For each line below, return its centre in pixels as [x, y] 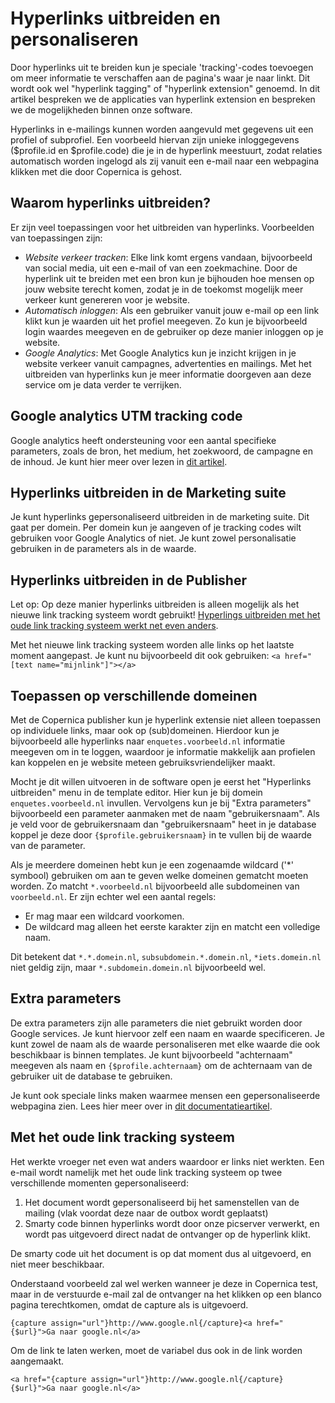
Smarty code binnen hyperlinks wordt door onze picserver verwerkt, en [172, 1223]
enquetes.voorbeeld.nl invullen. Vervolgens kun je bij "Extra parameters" [161, 803]
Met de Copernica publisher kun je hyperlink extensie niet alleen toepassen [166, 720]
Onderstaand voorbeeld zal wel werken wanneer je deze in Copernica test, [164, 1283]
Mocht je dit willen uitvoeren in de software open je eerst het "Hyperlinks [161, 781]
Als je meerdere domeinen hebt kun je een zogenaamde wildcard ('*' [152, 865]
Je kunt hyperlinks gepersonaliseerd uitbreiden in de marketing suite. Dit [160, 517]
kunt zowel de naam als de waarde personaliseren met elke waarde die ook [165, 1044]
